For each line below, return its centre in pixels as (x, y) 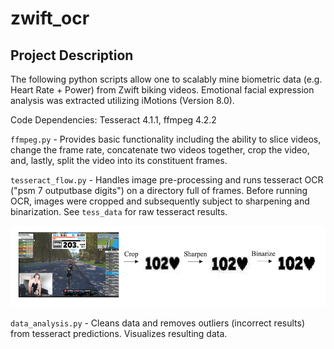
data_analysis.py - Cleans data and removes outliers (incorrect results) (157, 323)
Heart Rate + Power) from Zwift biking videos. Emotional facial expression (162, 90)
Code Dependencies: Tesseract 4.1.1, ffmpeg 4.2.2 (113, 120)
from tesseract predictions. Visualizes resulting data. (119, 333)
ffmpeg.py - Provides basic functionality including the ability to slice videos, (166, 139)
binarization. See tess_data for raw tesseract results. (119, 211)
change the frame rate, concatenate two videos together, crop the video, (160, 150)
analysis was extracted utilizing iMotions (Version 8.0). (122, 100)
